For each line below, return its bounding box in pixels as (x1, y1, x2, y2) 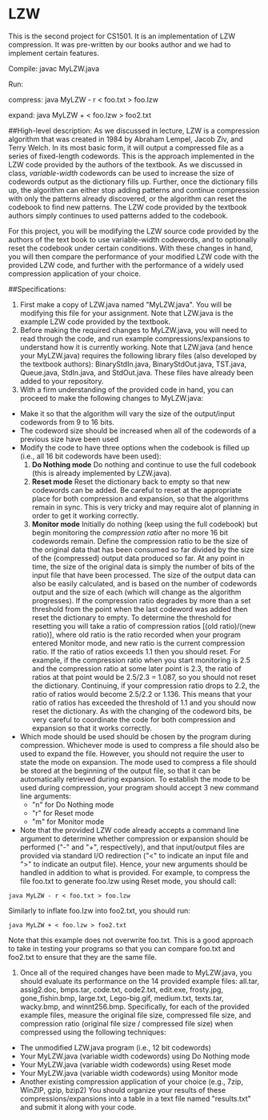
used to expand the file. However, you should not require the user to (19, 749, 245, 758)
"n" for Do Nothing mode (31, 799, 114, 809)
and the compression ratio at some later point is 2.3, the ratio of (31, 663, 242, 673)
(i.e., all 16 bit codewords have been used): (19, 451, 162, 461)
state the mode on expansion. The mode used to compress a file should (19, 757, 258, 766)
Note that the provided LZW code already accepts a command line (19, 825, 240, 834)
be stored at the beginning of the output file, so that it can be (19, 766, 222, 775)
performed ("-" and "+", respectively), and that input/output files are (19, 842, 246, 852)
